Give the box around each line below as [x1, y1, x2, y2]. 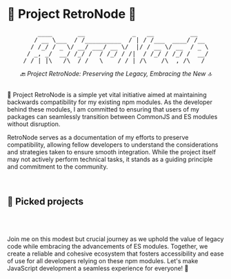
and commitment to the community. [7, 162, 108, 171]
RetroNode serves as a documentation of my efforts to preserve [7, 133, 189, 141]
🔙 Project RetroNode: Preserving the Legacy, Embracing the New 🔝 [19, 69, 212, 78]
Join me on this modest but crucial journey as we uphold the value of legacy [7, 234, 224, 243]
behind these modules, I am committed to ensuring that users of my [7, 105, 200, 113]
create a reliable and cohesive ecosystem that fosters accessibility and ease [7, 249, 224, 258]
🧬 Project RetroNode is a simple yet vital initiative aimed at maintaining [7, 90, 207, 99]
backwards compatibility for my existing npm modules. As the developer [7, 98, 212, 106]
